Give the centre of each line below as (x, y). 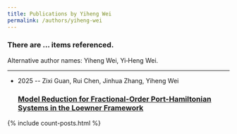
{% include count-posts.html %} (54, 123)
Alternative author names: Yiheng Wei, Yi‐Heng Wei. (83, 60)
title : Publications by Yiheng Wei (60, 14)
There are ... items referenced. (61, 45)
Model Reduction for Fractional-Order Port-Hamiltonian (114, 99)
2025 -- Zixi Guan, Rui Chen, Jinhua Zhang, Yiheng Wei (98, 80)
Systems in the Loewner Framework (80, 108)
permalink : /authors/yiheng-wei (55, 20)
